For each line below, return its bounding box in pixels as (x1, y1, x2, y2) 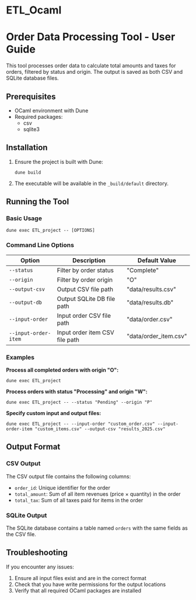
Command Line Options (6, 241, 75, 249)
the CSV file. (6, 531, 36, 538)
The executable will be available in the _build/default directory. (14, 180, 169, 187)
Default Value (137, 256, 177, 264)
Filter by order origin (57, 276, 113, 284)
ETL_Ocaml (6, 4, 62, 17)
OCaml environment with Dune (14, 107, 89, 114)
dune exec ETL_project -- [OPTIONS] (6, 228, 95, 234)
